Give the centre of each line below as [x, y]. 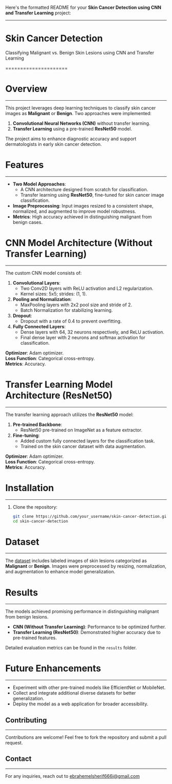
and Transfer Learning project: [38, 13]
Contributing [26, 720]
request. [14, 743]
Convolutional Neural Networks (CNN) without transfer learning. [81, 123]
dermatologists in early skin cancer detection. [53, 144]
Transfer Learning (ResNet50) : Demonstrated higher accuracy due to [87, 632]
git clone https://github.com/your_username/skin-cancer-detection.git [91, 516]
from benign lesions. [27, 617]
